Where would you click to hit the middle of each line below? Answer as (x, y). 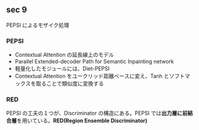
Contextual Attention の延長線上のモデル (65, 55)
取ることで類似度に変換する (70, 84)
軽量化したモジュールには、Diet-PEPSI (62, 69)
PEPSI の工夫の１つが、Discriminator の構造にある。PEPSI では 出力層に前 (97, 113)
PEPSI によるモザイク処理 (38, 25)
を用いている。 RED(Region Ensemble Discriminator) (82, 121)
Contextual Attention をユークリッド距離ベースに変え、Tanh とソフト (100, 76)
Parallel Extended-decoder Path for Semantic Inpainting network (94, 62)
